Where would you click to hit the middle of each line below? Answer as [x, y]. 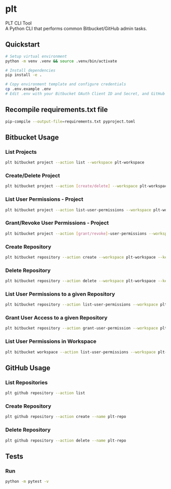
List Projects [21, 152]
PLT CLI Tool [19, 23]
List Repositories [26, 382]
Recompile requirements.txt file [56, 110]
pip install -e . [24, 75]
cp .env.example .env [28, 89]
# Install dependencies [31, 70]
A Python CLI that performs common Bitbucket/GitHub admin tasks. [76, 28]
